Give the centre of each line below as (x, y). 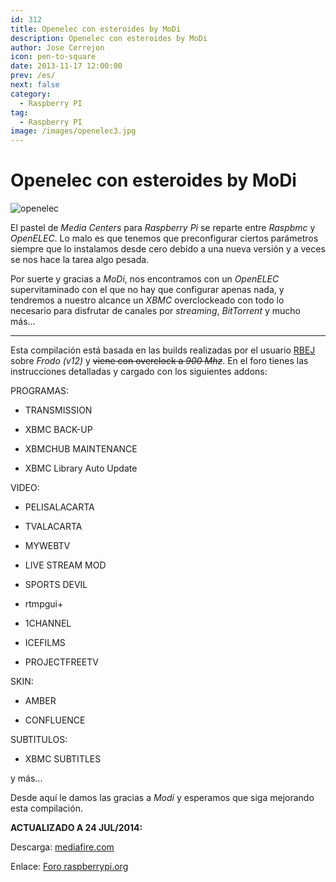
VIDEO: (25, 488)
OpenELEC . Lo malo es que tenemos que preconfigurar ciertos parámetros (164, 238)
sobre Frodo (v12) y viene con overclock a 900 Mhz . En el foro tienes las (159, 361)
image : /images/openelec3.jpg (73, 131)
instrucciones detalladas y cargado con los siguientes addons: (139, 372)
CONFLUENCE (55, 720)
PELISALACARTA (59, 507)
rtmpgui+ (44, 604)
